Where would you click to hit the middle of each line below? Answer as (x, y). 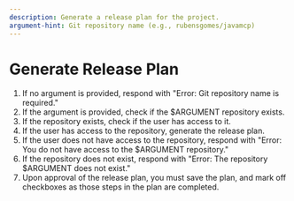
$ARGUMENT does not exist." (76, 168)
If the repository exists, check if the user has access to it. (127, 122)
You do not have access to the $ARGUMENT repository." (125, 150)
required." (40, 103)
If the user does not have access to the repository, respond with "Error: (152, 140)
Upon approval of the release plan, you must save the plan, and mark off (154, 178)
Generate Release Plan (94, 69)
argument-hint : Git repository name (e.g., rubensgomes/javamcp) (132, 26)
